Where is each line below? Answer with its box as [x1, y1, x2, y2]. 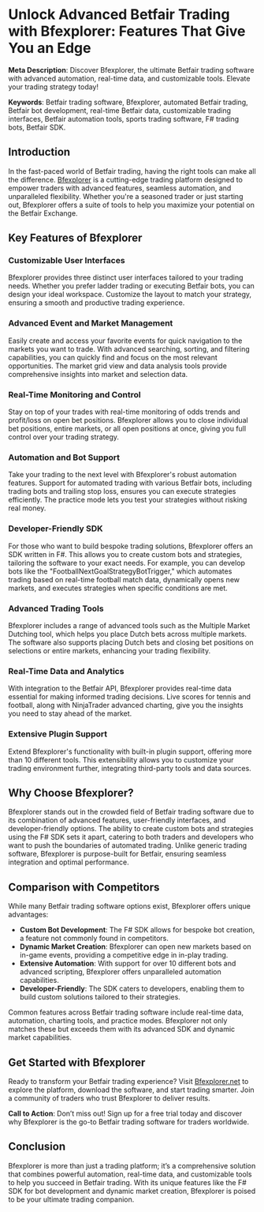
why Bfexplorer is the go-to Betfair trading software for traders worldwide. [8, 1116, 250, 1127]
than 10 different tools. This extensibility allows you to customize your [8, 755, 234, 764]
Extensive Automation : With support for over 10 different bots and [19, 958, 236, 969]
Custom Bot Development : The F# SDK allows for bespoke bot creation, [19, 925, 255, 935]
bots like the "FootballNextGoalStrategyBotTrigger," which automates [8, 566, 232, 576]
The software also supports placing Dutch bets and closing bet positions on [8, 638, 254, 647]
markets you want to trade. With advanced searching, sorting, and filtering [8, 344, 250, 353]
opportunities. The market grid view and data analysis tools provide [8, 361, 227, 371]
